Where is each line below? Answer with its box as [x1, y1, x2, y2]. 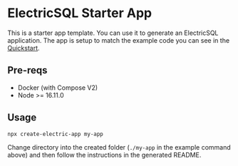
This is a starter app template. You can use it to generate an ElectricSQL [7, 28, 219, 37]
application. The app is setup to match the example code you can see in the [7, 36, 230, 44]
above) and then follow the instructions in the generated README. [7, 151, 202, 160]
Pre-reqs [7, 64, 48, 76]
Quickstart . [7, 43, 41, 52]
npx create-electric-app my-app [7, 130, 103, 138]
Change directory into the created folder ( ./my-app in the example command [7, 143, 232, 152]
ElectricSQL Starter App [7, 5, 152, 21]
